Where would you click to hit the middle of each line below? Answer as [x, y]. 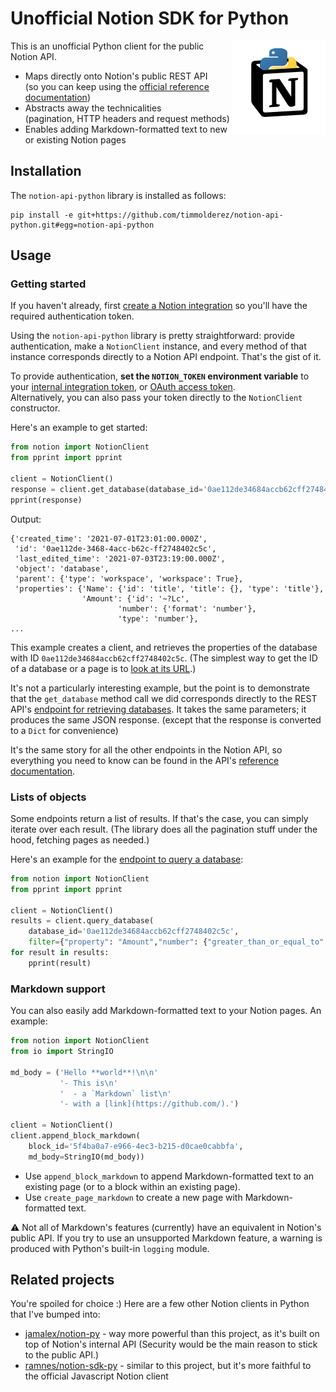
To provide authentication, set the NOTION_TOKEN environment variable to [160, 376]
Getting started [48, 284]
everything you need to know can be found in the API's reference [145, 760]
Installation [46, 171]
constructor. [35, 408]
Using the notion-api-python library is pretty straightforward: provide [152, 336]
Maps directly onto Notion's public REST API [116, 76]
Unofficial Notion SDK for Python [150, 18]
